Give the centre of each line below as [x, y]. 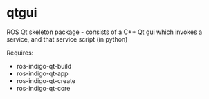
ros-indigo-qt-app [42, 73]
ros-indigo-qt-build [44, 66]
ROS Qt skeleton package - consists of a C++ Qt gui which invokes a [104, 32]
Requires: [20, 53]
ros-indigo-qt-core [43, 88]
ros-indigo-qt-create [46, 80]
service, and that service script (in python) [67, 39]
